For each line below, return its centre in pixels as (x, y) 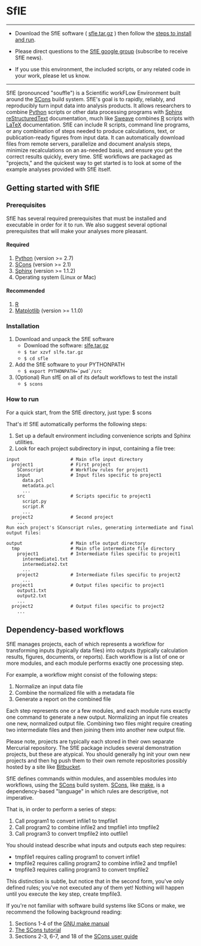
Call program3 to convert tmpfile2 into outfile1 (71, 834)
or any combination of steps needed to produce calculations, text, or (91, 131)
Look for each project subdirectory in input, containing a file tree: (95, 448)
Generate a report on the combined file (63, 699)
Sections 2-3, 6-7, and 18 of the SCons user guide (76, 936)
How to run (22, 399)
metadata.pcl (38, 486)
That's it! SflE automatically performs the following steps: (77, 424)
